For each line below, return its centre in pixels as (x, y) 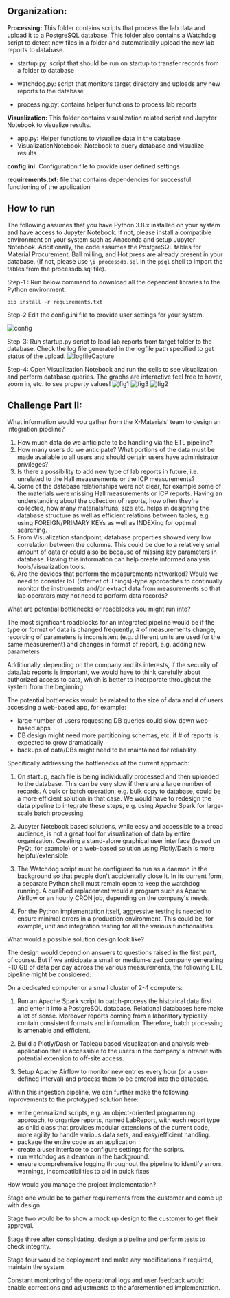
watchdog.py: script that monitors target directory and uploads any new (119, 83)
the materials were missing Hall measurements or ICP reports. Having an (119, 493)
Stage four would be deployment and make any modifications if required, (111, 1260)
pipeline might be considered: (49, 974)
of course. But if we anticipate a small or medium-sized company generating (115, 960)
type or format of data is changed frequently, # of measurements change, (112, 630)
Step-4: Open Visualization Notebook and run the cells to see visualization (112, 369)
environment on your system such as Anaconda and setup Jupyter (101, 239)
